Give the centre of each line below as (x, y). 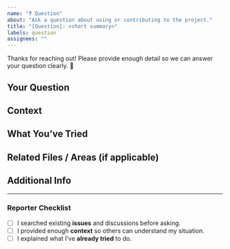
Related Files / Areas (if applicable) (83, 157)
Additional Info (39, 181)
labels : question (32, 33)
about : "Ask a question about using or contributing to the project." (110, 20)
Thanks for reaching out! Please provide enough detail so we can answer (110, 58)
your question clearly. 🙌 (40, 66)
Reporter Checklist (39, 208)
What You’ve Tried (48, 134)
